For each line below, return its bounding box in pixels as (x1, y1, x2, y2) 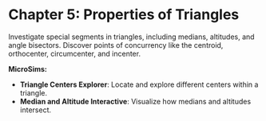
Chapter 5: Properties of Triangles (8, 6, 240, 24)
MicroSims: (8, 64, 48, 73)
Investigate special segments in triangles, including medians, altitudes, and (8, 32, 255, 41)
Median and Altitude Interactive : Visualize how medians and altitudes (19, 96, 252, 106)
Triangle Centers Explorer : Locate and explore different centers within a (19, 80, 259, 89)
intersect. (19, 105, 52, 115)
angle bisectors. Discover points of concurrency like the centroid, (8, 40, 224, 49)
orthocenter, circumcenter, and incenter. (8, 49, 141, 58)
